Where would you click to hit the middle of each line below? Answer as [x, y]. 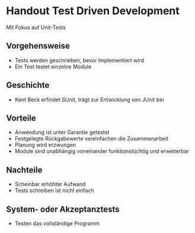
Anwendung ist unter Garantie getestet [62, 132]
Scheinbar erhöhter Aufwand [50, 184]
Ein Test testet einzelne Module [53, 66]
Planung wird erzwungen [45, 145]
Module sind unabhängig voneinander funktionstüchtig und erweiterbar [102, 151]
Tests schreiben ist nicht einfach [54, 190]
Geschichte [28, 85]
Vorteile [21, 118]
